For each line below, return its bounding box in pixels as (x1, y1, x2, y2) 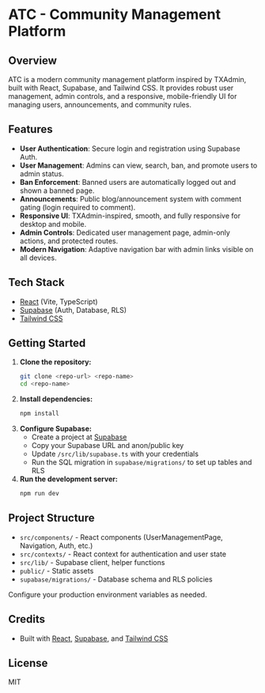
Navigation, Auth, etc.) (19, 540, 93, 550)
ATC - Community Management (8, 6, 221, 24)
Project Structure (8, 511, 95, 525)
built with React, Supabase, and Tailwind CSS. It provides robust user (8, 83, 234, 92)
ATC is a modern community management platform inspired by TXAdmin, (8, 75, 247, 84)
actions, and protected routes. (19, 235, 119, 246)
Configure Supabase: (19, 424, 93, 434)
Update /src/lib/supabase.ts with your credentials (31, 449, 199, 459)
